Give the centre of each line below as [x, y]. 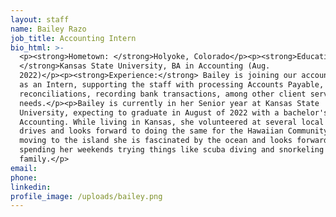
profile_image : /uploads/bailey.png [86, 196]
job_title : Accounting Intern [73, 38]
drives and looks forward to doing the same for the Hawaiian [151, 131]
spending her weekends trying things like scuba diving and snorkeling [172, 150]
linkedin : [31, 187]
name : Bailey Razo [48, 29]
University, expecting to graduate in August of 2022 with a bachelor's [174, 112]
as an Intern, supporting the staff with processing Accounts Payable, [172, 85]
